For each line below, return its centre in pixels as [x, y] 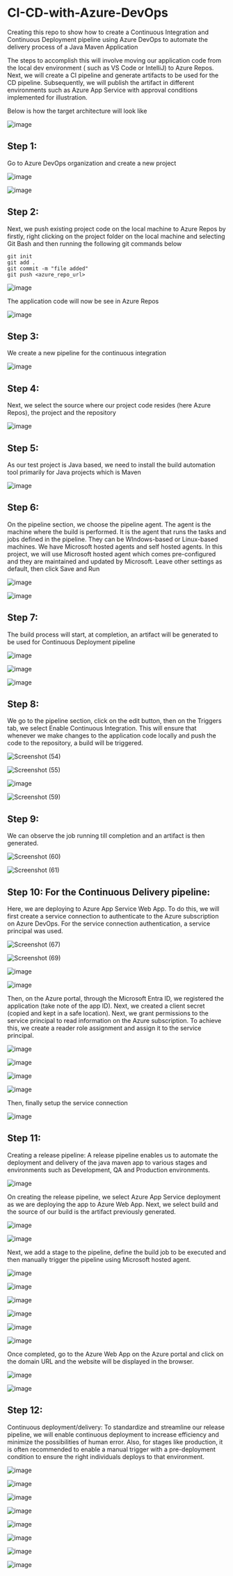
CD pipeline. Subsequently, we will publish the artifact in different [101, 82]
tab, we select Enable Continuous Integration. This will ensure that [102, 728]
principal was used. [35, 931]
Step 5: [23, 448]
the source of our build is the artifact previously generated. [91, 1211]
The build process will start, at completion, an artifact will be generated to [113, 634]
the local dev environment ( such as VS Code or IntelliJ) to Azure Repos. [111, 68]
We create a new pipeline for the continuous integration [87, 353]
